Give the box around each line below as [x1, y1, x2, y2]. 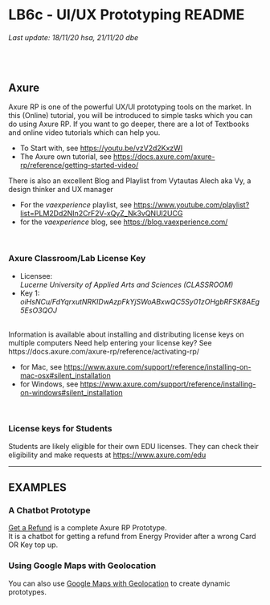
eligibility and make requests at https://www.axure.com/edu [8, 450, 207, 460]
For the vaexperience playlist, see [19, 200, 133, 210]
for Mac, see [19, 362, 63, 371]
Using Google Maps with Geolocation [8, 560, 157, 571]
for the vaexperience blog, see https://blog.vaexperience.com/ [19, 217, 228, 227]
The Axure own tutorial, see [19, 152, 112, 161]
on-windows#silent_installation [19, 387, 123, 397]
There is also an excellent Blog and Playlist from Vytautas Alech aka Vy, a [8, 176, 252, 186]
